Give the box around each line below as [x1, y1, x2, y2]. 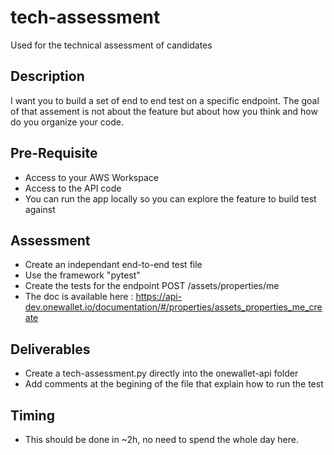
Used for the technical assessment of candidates [10, 39, 213, 51]
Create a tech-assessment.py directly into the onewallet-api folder [24, 367, 299, 380]
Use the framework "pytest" [24, 269, 141, 281]
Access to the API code [24, 182, 122, 194]
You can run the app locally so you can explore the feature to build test [24, 192, 317, 205]
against [24, 203, 56, 215]
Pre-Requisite [10, 145, 98, 162]
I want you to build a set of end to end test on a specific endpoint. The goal [10, 94, 320, 106]
